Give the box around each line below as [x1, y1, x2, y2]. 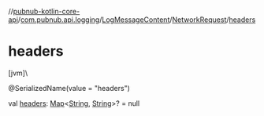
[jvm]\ [8, 68, 28, 78]
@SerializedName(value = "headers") [8, 83, 130, 92]
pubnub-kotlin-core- [13, 7, 80, 16]
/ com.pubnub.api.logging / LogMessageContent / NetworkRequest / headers [17, 15, 256, 24]
